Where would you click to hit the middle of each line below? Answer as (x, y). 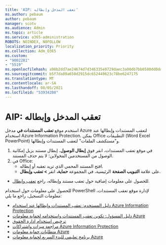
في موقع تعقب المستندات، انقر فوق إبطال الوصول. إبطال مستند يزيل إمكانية (82, 151)
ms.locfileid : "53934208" (32, 92)
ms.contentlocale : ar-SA (31, 83)
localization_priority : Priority (40, 46)
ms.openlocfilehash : (26, 70)
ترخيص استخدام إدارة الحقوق (39, 221)
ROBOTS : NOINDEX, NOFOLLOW (33, 42)
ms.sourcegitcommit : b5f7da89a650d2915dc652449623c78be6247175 (72, 74)
